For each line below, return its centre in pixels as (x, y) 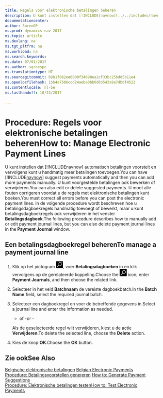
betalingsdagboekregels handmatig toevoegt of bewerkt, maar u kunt (74, 209)
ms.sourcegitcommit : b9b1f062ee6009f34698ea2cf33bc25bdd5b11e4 (70, 77)
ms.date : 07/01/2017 (26, 62)
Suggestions (18, 380)
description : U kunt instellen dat (41, 15)
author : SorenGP (21, 26)
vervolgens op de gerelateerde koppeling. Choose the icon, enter (81, 275)
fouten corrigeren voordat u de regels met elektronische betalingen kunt (77, 193)
